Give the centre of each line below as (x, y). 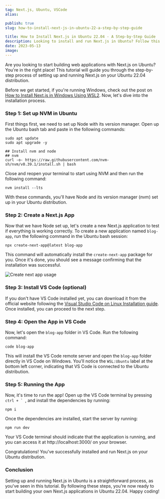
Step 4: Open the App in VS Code (46, 321)
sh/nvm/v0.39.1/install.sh (33, 164)
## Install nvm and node (31, 151)
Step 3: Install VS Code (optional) (46, 287)
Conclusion (19, 470)
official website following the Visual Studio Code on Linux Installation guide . (82, 303)
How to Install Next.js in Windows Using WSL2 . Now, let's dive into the (77, 95)
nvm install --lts (24, 188)
